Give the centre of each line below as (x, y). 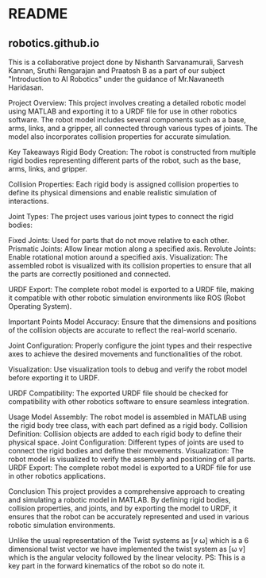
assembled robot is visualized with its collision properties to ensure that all (130, 266)
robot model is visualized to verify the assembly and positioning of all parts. (132, 459)
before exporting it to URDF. (54, 378)
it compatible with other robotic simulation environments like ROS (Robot (127, 298)
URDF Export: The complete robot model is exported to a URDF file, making (131, 289)
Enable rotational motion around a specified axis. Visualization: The (118, 257)
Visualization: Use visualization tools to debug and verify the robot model (128, 369)
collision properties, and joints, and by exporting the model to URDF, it (123, 508)
